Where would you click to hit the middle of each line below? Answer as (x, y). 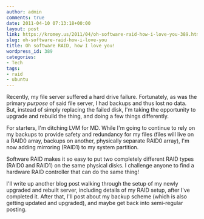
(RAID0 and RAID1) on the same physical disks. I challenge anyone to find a (100, 166)
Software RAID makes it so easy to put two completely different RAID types (100, 159)
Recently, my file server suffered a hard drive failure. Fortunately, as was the (102, 97)
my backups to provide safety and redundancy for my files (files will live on (100, 135)
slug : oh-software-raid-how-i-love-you (57, 40)
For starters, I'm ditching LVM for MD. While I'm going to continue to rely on (101, 128)
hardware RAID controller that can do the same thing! (73, 172)
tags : (13, 68)
